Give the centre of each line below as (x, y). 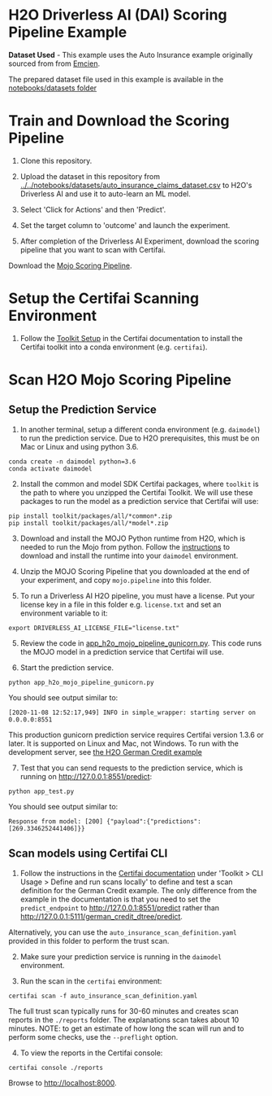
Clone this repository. (56, 160)
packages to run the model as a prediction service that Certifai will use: (139, 501)
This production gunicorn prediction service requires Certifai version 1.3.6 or (136, 734)
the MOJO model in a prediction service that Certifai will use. (122, 651)
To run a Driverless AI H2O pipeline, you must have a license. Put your (137, 595)
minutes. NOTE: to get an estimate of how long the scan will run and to (126, 1028)
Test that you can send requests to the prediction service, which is (132, 768)
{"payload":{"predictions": (154, 821)
